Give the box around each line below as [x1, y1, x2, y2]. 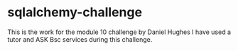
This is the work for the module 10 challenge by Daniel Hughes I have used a [7, 28, 232, 36]
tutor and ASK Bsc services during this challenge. [7, 35, 153, 43]
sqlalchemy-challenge [7, 4, 143, 21]
